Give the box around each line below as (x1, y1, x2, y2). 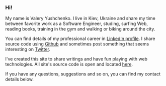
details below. (5, 76, 34, 82)
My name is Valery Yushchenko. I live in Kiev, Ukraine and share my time (5, 15, 156, 21)
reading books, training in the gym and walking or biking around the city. (5, 26, 155, 32)
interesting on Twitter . (5, 46, 50, 52)
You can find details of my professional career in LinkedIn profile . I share (5, 35, 155, 41)
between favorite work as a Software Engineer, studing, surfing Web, (5, 20, 148, 26)
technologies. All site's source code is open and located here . (5, 61, 133, 67)
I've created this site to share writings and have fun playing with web (5, 56, 147, 62)
